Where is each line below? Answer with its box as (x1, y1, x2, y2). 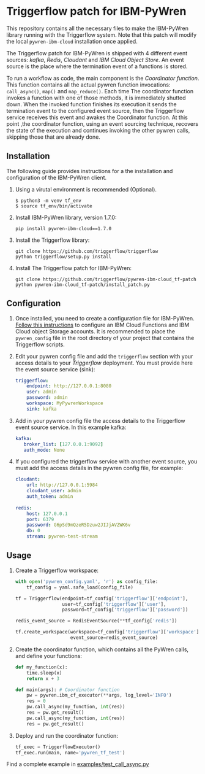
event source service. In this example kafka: (15, 424, 127, 431)
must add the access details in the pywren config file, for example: (15, 465, 184, 472)
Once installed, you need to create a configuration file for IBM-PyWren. (15, 314, 195, 322)
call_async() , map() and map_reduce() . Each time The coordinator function (6, 87, 194, 95)
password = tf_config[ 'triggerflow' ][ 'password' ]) (62, 606, 188, 613)
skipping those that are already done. (6, 133, 101, 141)
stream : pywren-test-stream (26, 533, 98, 540)
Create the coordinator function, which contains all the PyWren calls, (15, 646, 188, 653)
